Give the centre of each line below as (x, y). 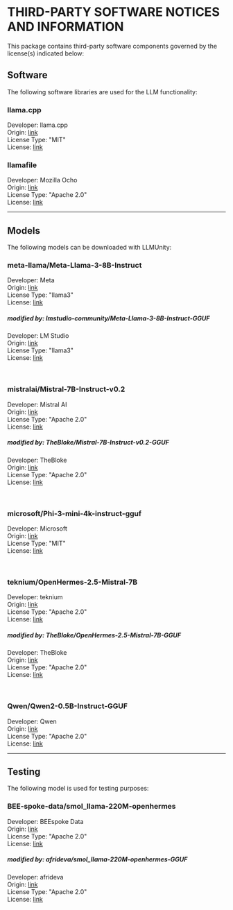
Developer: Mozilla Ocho (42, 180)
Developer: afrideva (35, 877)
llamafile (22, 165)
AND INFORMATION (66, 27)
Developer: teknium (35, 597)
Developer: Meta (31, 280)
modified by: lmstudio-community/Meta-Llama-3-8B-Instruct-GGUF (109, 318)
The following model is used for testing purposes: (78, 789)
